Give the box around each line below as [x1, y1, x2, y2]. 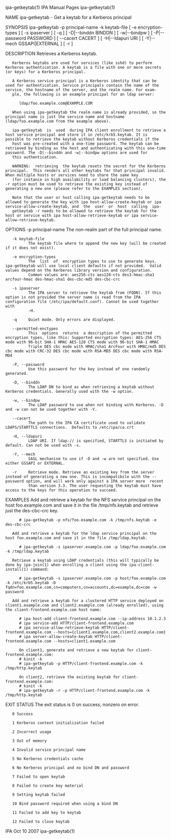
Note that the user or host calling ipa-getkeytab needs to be [12, 195, 150, 200]
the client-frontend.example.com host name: [5, 607, 102, 612]
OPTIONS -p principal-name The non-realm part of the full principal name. [5, 227, 162, 232]
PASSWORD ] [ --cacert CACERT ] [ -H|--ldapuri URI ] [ [27, 35, 144, 41]
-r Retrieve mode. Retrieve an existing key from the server [12, 470, 155, 475]
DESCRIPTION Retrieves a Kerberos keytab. [5, 51, 97, 56]
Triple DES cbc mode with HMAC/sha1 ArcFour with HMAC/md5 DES [28, 344, 166, 349]
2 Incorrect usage [12, 729, 52, 734]
